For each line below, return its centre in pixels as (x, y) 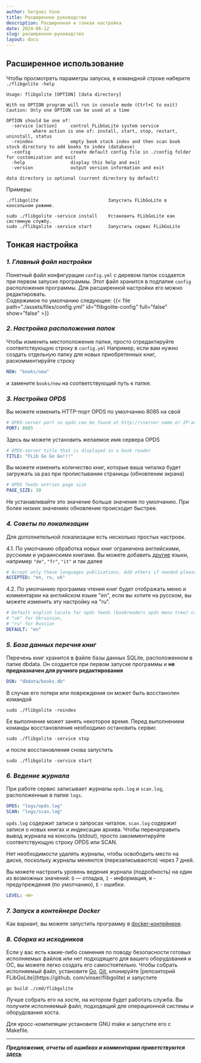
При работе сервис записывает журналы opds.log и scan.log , (85, 789)
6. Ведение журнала (38, 776)
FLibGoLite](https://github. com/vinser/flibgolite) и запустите (82, 978)
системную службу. (29, 221)
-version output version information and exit (88, 168)
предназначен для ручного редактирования (65, 670)
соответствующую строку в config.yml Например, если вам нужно (92, 348)
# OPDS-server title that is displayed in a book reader (79, 450)
